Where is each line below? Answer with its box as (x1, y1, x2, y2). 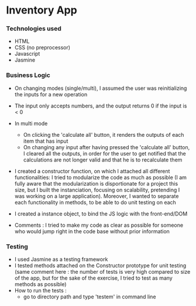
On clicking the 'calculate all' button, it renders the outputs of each (23, 131, 184, 138)
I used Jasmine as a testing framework (14, 256, 108, 263)
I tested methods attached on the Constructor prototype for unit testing (14, 262, 186, 269)
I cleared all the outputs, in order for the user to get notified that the (23, 150, 186, 157)
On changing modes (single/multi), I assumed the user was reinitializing (14, 85, 187, 92)
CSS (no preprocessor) (14, 44, 71, 51)
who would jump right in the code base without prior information (14, 227, 170, 235)
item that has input (23, 137, 68, 144)
